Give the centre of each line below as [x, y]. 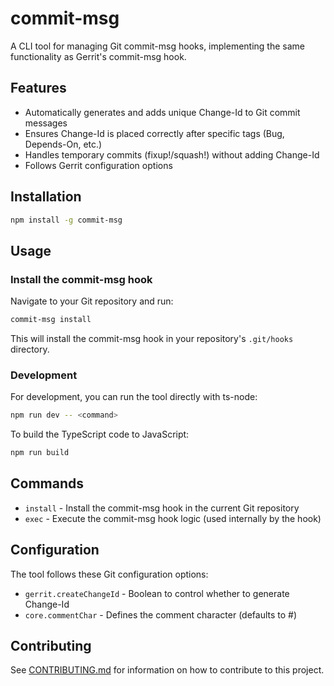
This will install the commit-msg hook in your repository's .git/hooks [152, 338]
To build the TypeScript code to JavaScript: [100, 434]
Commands [47, 483]
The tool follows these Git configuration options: [109, 574]
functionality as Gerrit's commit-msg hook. [98, 56]
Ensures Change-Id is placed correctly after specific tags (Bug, [154, 133]
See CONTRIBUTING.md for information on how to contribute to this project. [167, 670]
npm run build [40, 453]
